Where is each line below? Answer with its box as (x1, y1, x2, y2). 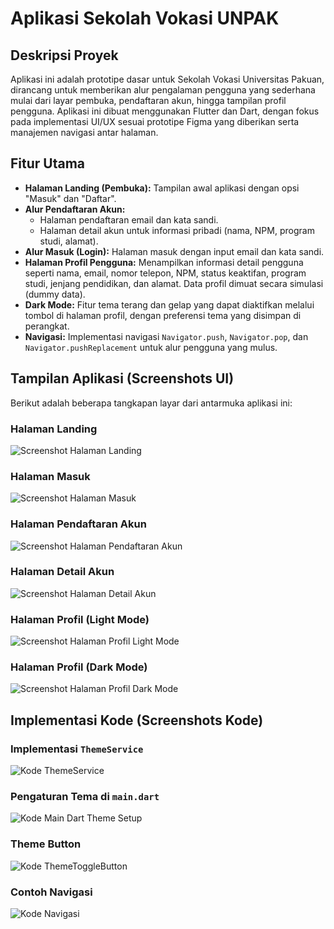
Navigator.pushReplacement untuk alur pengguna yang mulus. (24, 341, 278, 353)
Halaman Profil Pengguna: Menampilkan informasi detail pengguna (24, 256, 304, 268)
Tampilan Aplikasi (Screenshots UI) (10, 370, 235, 387)
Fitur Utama (10, 155, 86, 172)
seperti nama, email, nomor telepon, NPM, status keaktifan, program (24, 267, 307, 279)
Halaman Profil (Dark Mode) (10, 660, 148, 674)
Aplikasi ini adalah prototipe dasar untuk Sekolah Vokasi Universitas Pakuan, (10, 73, 325, 85)
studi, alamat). (39, 235, 99, 247)
